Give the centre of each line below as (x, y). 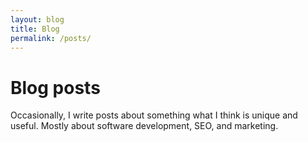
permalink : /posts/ (51, 38)
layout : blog (37, 19)
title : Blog (35, 29)
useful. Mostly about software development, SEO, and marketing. (144, 126)
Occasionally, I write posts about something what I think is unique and (154, 115)
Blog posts (55, 87)
